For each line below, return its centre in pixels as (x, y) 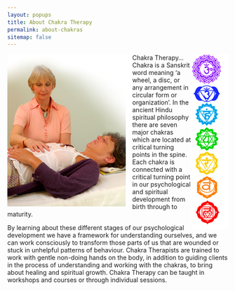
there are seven (155, 125)
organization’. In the (161, 102)
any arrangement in (161, 88)
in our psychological (161, 184)
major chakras (153, 133)
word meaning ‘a (156, 73)
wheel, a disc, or (156, 80)
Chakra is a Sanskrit (161, 65)
